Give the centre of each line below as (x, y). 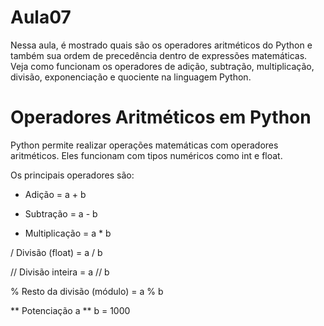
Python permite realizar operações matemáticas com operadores (144, 145)
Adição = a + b (55, 194)
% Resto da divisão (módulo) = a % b (87, 291)
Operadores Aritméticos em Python (161, 117)
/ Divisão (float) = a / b (56, 252)
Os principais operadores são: (72, 175)
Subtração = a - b (61, 213)
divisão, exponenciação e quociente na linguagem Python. (131, 77)
